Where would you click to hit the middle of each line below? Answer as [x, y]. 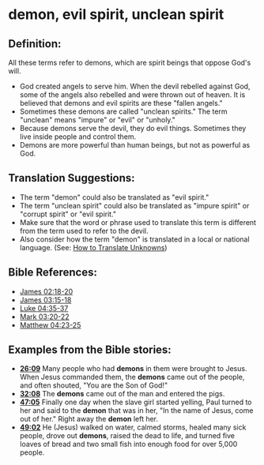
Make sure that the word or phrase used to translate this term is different [138, 222]
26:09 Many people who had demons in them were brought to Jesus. [133, 369]
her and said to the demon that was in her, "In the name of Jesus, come [136, 411]
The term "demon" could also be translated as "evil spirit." [114, 197]
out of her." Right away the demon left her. [89, 419]
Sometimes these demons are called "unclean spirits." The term [123, 111]
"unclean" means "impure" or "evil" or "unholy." [98, 120]
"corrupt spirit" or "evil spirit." [68, 214]
